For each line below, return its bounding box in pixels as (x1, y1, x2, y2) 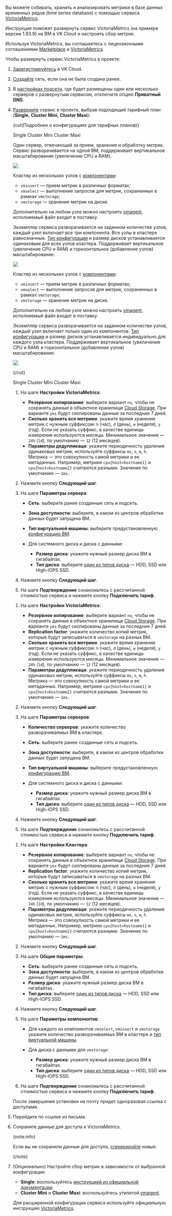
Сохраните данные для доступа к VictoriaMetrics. (12, 1124, 121, 1130)
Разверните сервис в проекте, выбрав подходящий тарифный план (12, 107, 161, 112)
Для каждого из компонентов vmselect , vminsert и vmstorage (28, 1026, 160, 1032)
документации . (20, 1184, 54, 1190)
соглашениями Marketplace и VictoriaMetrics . (5, 46, 104, 52)
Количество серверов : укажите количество (28, 724, 126, 730)
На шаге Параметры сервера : (20, 490, 88, 496)
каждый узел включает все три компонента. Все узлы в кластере (12, 229, 158, 236)
